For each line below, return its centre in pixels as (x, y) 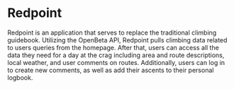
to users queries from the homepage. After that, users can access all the (113, 47)
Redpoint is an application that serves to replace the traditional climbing (112, 32)
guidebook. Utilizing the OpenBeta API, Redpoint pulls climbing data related (117, 40)
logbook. (20, 77)
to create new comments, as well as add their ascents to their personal (111, 70)
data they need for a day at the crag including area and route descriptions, (116, 55)
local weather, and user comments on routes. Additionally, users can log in (116, 62)
